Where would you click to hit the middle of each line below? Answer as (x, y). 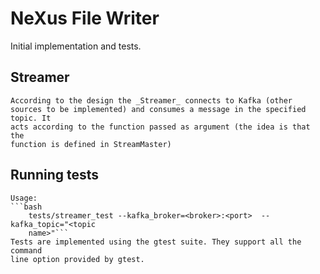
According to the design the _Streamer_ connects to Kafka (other (151, 100)
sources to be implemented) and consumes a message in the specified (158, 109)
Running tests (55, 175)
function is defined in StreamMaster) (91, 144)
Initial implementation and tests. (76, 46)
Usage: (24, 198)
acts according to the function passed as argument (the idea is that (160, 127)
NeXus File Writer (85, 18)
